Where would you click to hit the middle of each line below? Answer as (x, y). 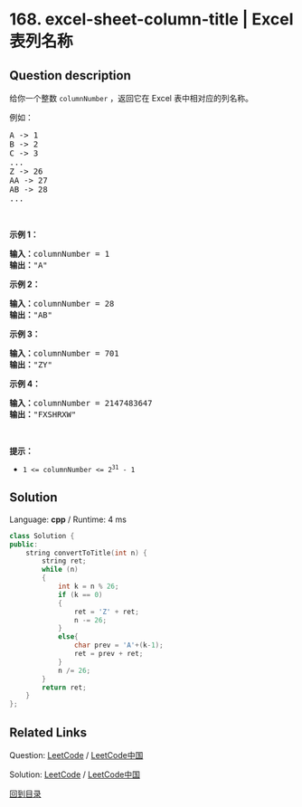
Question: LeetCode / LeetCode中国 (76, 755)
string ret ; (65, 561)
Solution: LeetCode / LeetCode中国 (75, 774)
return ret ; (65, 688)
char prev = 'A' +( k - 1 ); (119, 646)
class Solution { (42, 536)
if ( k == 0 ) (80, 594)
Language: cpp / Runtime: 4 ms (68, 519)
